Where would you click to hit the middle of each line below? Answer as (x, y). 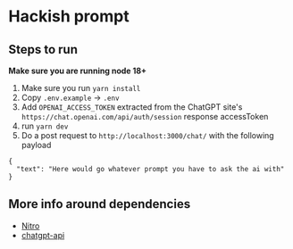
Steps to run (43, 50)
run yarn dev (45, 126)
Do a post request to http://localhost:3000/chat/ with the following (147, 135)
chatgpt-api (43, 235)
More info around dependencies (100, 204)
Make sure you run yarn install (81, 88)
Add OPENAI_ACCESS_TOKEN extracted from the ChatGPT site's (132, 107)
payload (36, 145)
